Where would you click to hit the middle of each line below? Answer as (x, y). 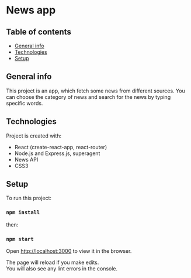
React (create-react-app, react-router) (61, 147)
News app (31, 10)
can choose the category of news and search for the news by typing (88, 97)
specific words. (25, 103)
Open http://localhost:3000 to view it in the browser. (69, 251)
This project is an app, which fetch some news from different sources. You (95, 91)
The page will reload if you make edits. (53, 262)
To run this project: (29, 198)
